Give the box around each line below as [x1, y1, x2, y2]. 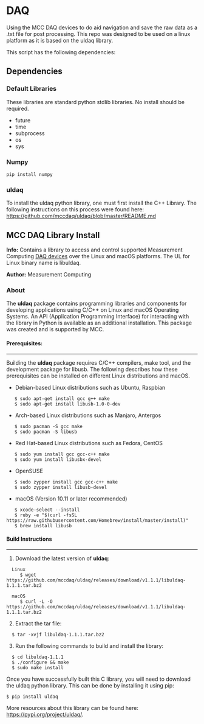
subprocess [15, 129, 45, 137]
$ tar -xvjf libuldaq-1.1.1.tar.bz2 [12, 631, 104, 638]
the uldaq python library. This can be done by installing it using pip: [6, 681, 174, 689]
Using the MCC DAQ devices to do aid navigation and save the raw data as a [6, 24, 198, 31]
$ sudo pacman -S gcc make [14, 423, 83, 429]
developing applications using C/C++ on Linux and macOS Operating [6, 306, 179, 314]
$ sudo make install [12, 664, 64, 670]
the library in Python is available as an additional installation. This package [6, 319, 192, 326]
